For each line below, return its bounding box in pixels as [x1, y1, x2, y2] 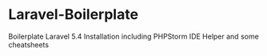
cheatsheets [8, 39, 50, 49]
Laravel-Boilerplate [8, 6, 138, 24]
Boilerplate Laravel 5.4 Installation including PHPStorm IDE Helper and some [8, 32, 260, 41]
